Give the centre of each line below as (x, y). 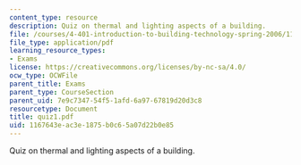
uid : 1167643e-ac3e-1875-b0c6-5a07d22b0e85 (92, 126)
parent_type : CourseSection (62, 92)
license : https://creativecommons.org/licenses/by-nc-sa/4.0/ (128, 68)
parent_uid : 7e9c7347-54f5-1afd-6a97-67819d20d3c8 (106, 100)
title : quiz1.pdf (42, 117)
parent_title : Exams (48, 84)
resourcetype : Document (54, 109)
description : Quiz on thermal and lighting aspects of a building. (138, 26)
